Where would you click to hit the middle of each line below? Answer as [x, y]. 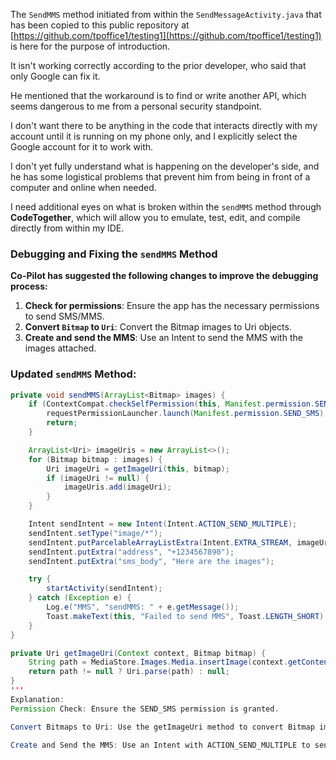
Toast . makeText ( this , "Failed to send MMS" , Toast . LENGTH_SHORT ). [187, 616]
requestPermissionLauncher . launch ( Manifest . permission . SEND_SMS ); [187, 414]
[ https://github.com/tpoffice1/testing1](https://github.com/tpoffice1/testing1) [166, 35]
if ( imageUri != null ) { [98, 478]
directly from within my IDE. [67, 228]
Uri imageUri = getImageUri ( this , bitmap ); [138, 469]
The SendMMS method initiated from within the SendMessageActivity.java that [166, 14]
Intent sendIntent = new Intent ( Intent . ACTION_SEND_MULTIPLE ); [163, 524]
